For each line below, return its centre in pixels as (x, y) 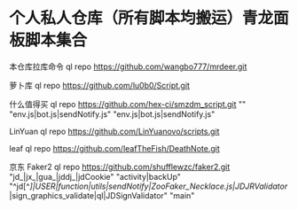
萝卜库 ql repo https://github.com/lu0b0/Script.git (100, 85)
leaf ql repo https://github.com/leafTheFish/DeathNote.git (114, 148)
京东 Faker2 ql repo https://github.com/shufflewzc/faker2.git (120, 167)
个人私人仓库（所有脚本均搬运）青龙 (141, 18)
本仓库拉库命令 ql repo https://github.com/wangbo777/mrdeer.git (128, 66)
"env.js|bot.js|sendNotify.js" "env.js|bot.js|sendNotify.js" (112, 114)
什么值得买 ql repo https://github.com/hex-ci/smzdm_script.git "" (128, 104)
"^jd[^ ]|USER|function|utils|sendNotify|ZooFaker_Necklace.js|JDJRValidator (149, 186)
